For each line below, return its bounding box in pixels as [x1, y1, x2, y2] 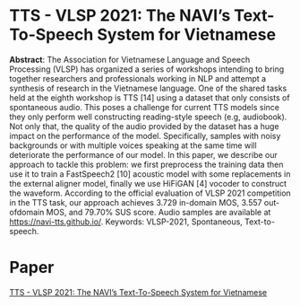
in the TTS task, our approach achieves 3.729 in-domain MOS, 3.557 [9, 197, 262, 207]
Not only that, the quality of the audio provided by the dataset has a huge [9, 120, 279, 131]
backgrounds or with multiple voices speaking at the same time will [9, 140, 257, 151]
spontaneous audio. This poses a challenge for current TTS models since [9, 101, 280, 112]
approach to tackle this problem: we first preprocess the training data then [9, 159, 284, 170]
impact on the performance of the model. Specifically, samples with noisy [9, 130, 281, 141]
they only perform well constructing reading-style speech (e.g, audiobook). [9, 111, 287, 122]
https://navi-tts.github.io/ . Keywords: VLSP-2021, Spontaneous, [9, 216, 244, 227]
